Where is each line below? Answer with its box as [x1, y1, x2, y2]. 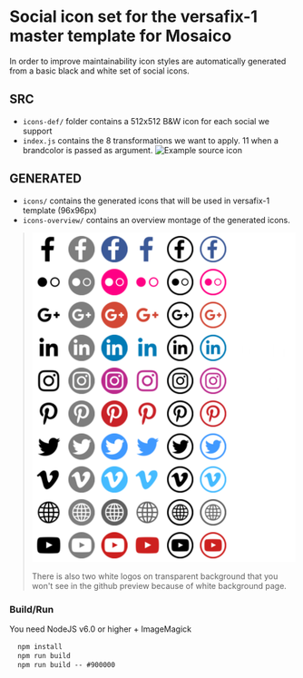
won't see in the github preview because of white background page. [31, 580, 288, 591]
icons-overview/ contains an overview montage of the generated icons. [22, 214, 290, 225]
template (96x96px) [22, 204, 97, 215]
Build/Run [9, 603, 54, 615]
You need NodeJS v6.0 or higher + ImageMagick [9, 624, 192, 634]
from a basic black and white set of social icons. [9, 65, 191, 76]
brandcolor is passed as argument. [22, 144, 153, 155]
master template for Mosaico [9, 25, 232, 46]
